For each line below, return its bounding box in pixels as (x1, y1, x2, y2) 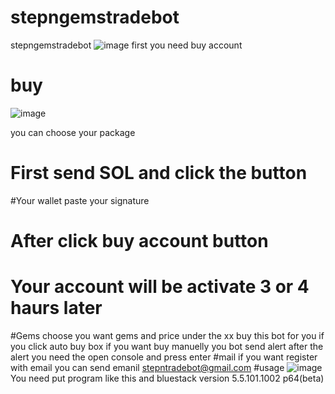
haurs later (10, 297, 103, 320)
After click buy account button (10, 230, 269, 252)
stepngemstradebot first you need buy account (10, 39, 243, 51)
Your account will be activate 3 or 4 (10, 276, 310, 298)
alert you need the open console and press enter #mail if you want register (10, 351, 318, 363)
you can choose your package (10, 126, 136, 138)
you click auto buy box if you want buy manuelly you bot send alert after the (10, 340, 324, 352)
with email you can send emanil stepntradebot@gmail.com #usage (10, 361, 285, 373)
